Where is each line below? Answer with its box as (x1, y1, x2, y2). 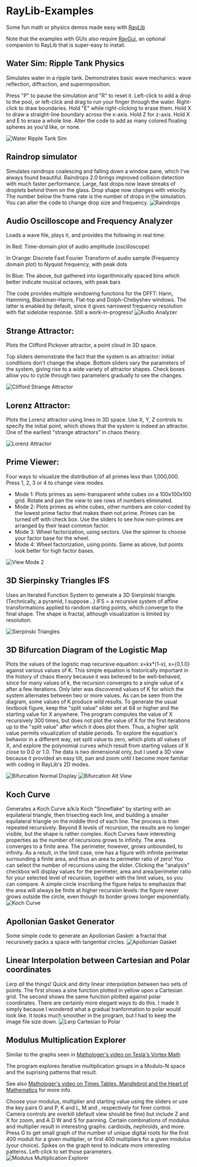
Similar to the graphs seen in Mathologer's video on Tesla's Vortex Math (6, 1051, 181, 1058)
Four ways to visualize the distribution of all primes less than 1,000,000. (6, 472, 179, 480)
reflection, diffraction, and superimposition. (6, 80, 111, 87)
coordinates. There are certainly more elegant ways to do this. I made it (6, 999, 179, 1006)
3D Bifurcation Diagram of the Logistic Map (6, 645, 168, 655)
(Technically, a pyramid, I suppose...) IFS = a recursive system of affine (6, 598, 178, 605)
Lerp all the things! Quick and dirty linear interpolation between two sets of (6, 980, 188, 987)
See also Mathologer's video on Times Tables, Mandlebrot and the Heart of (6, 1080, 188, 1087)
